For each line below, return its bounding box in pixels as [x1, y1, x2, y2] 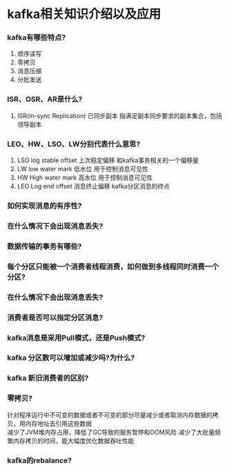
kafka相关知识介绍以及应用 [7, 6, 161, 22]
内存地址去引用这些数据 [25, 419, 92, 427]
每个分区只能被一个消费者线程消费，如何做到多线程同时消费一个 [7, 262, 219, 271]
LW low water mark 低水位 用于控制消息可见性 [17, 165, 148, 173]
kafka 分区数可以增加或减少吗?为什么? [7, 353, 135, 363]
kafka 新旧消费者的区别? [7, 374, 89, 383]
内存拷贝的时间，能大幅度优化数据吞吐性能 [12, 436, 135, 445]
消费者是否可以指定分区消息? [7, 312, 103, 322]
